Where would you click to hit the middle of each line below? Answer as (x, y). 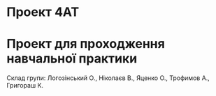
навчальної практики (72, 59)
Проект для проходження (86, 44)
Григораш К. (25, 86)
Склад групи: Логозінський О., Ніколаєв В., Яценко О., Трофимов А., (108, 78)
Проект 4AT (43, 12)
